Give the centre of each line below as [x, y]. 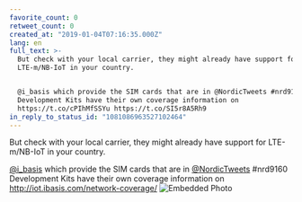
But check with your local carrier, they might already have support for [138, 142]
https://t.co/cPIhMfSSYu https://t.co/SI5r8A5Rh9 [112, 109]
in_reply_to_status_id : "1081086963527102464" [98, 117]
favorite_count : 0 [44, 18]
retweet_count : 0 [42, 26]
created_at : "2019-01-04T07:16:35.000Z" [86, 34]
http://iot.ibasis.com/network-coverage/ [83, 189]
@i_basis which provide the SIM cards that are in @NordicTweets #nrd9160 [148, 169]
